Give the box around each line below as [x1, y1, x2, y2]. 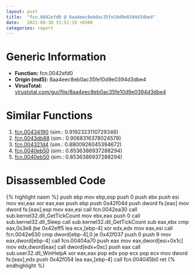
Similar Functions [6, 109, 93, 122]
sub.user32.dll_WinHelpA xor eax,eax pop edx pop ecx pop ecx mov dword [6, 250, 188, 257]
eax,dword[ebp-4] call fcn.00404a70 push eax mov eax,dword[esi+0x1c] [6, 237, 183, 244]
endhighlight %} [6, 262, 45, 269]
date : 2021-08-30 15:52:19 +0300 [6, 19, 93, 25]
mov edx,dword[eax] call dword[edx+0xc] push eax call [6, 243, 141, 250]
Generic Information [6, 51, 107, 63]
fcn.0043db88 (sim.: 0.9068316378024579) [14, 135, 121, 142]
